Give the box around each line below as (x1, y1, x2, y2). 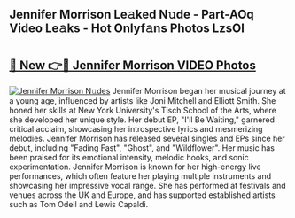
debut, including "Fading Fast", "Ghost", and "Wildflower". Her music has (9, 143, 275, 153)
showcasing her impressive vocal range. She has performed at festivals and (9, 181, 286, 191)
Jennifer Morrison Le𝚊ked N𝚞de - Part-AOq (9, 7, 254, 22)
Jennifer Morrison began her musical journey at (112, 86, 286, 96)
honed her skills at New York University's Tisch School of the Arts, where (9, 105, 277, 115)
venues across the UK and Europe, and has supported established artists (9, 190, 276, 200)
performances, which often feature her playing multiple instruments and (9, 171, 272, 181)
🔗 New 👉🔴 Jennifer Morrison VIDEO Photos (9, 58, 257, 73)
